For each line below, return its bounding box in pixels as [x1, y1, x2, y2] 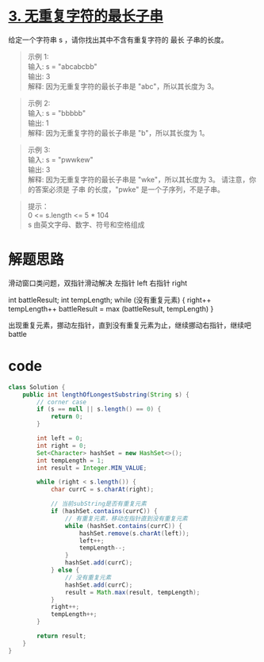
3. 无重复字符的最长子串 [8, 7, 164, 25]
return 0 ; [50, 413, 83, 421]
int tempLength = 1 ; [36, 457, 105, 465]
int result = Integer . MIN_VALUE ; [36, 464, 147, 472]
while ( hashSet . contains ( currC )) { [64, 522, 182, 530]
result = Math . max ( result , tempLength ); [64, 588, 201, 596]
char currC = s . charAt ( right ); [50, 485, 155, 494]
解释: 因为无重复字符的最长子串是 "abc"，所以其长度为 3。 [27, 81, 219, 91]
